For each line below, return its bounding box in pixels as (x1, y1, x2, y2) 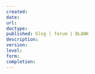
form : (6, 53, 20, 59)
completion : (6, 58, 36, 64)
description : (6, 36, 39, 42)
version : (6, 42, 28, 48)
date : (6, 14, 20, 20)
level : (6, 48, 23, 54)
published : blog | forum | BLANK (6, 31, 89, 37)
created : (6, 8, 28, 15)
